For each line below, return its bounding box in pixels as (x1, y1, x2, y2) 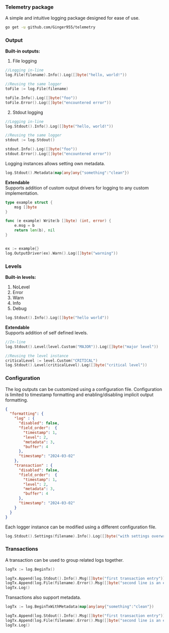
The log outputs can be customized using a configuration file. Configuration (5, 386, 162, 392)
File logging (12, 58, 37, 64)
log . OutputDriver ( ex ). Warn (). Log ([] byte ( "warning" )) (5, 251, 118, 256)
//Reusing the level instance (5, 353, 69, 358)
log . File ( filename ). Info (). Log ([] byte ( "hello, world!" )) (5, 72, 127, 78)
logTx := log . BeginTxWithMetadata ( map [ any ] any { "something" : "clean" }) (5, 604, 154, 609)
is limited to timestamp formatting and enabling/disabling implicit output (5, 392, 154, 398)
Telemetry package (5, 4, 54, 11)
